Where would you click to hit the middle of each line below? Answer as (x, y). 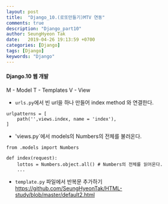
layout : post (22, 12)
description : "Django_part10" (44, 28)
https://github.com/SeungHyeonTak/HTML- (68, 188)
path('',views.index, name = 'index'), (67, 119)
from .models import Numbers (43, 148)
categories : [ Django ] (33, 46)
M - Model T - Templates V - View (48, 90)
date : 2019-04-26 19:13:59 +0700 (51, 40)
